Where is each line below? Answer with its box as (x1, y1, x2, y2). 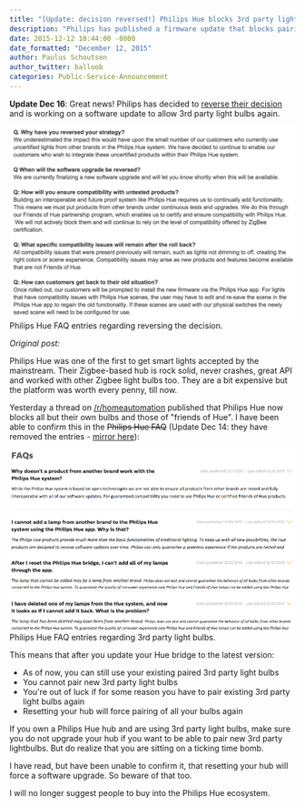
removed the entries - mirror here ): (9, 431, 140, 442)
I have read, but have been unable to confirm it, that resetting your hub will (9, 761, 289, 772)
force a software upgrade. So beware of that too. (9, 770, 192, 782)
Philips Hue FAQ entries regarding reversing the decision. (9, 320, 223, 331)
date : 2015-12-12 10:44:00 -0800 (9, 34, 136, 43)
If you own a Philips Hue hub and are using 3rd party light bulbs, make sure (9, 723, 291, 734)
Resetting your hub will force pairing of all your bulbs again (22, 706, 243, 717)
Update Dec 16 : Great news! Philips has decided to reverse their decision (9, 98, 283, 109)
